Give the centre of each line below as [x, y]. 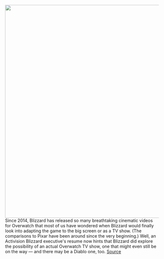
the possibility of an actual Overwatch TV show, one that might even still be [81, 246]
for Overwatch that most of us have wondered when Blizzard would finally [80, 226]
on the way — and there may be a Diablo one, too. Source [63, 251]
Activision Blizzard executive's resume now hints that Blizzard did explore [79, 241]
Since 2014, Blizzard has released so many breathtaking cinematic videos [79, 221]
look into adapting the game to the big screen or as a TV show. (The [73, 231]
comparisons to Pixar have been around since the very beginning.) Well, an [81, 236]
